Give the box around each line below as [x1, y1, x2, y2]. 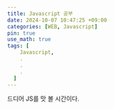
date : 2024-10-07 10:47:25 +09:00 [7, 17, 108, 24]
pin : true [7, 29, 36, 37]
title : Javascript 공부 [7, 10, 73, 17]
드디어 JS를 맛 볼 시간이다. [7, 94, 80, 103]
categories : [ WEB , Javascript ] [7, 23, 98, 30]
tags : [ [7, 42, 30, 49]
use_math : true [7, 36, 51, 43]
